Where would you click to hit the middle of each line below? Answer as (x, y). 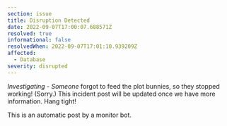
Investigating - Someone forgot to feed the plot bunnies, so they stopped (114, 86)
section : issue (30, 14)
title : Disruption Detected (49, 20)
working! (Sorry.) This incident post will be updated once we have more (111, 94)
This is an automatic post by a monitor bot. (70, 115)
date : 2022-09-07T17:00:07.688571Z (60, 27)
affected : (22, 53)
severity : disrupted (38, 66)
